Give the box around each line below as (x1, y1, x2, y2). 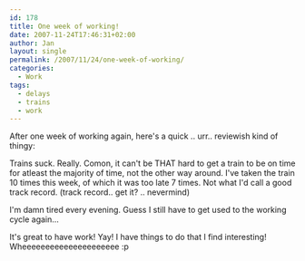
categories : (9, 64, 54, 73)
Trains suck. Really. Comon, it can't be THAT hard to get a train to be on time (9, 158, 296, 169)
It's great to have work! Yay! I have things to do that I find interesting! (9, 232, 267, 243)
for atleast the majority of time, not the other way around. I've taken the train (9, 168, 295, 179)
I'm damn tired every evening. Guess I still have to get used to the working (9, 205, 287, 216)
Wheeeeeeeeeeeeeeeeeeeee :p (9, 241, 130, 252)
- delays (17, 89, 51, 98)
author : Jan (9, 38, 54, 48)
